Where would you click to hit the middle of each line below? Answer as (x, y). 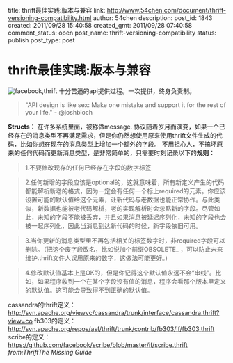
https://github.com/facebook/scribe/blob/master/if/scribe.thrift (98, 345)
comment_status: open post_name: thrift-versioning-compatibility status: (112, 33)
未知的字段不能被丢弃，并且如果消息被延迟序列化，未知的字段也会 (132, 217)
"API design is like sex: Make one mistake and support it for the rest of (126, 105)
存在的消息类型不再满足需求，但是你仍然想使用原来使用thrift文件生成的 (115, 135)
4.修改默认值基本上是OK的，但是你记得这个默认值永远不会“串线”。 (120, 273)
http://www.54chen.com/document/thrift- (167, 10)
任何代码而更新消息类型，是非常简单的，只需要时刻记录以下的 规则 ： (117, 152)
